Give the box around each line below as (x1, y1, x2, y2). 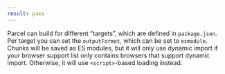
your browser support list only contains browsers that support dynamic (7, 51, 210, 59)
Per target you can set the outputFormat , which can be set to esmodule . (7, 36, 208, 45)
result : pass (7, 10, 45, 17)
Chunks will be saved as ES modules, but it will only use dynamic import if (7, 44, 218, 52)
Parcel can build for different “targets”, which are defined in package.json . (7, 29, 217, 37)
